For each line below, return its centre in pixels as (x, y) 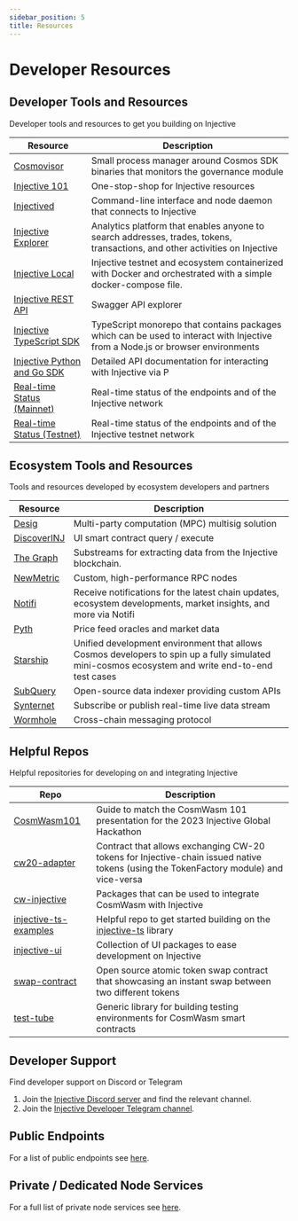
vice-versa (119, 880)
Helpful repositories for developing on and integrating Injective (123, 773)
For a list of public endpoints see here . (79, 1157)
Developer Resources (90, 70)
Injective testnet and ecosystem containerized (188, 262)
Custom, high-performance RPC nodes (156, 578)
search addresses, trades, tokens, (162, 237)
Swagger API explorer (137, 304)
